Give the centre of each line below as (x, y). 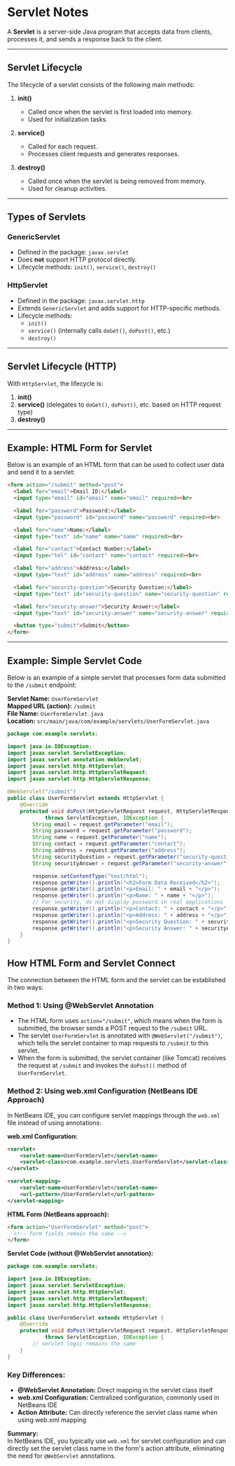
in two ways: (26, 987)
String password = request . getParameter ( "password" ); (112, 831)
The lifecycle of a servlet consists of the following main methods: (101, 84)
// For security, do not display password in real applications (128, 902)
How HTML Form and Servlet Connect (91, 963)
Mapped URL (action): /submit (51, 706)
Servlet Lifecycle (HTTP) (62, 366)
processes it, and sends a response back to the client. (85, 39)
